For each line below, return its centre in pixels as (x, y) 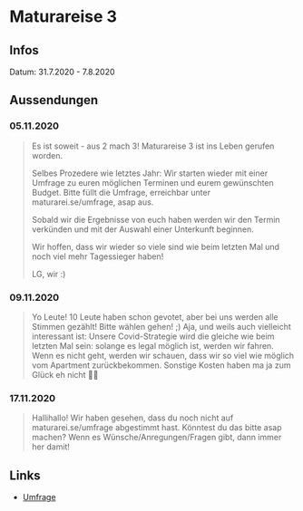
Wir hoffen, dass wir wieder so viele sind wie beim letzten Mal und (155, 246)
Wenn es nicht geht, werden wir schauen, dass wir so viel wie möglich (163, 355)
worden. (47, 155)
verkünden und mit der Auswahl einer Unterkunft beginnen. (142, 229)
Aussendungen (54, 100)
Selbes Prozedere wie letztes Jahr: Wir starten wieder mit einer (150, 173)
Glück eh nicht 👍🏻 (65, 374)
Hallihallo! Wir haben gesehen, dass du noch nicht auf (132, 418)
